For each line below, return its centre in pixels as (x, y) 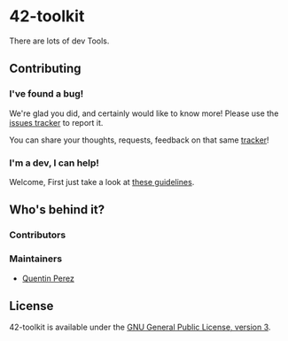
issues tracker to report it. (56, 122)
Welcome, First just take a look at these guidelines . (102, 182)
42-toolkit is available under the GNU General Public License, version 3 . (140, 327)
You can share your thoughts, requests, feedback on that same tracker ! (139, 140)
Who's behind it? (57, 210)
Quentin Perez (48, 278)
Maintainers (36, 259)
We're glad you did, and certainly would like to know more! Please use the (144, 113)
